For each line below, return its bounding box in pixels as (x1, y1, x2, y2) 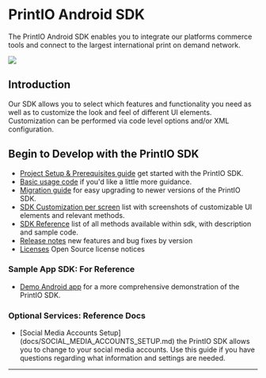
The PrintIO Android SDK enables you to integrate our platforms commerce (8, 32, 253, 41)
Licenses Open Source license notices (19, 244, 145, 254)
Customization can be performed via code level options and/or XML (8, 116, 230, 125)
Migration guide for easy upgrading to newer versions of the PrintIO (19, 185, 241, 195)
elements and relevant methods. (19, 210, 125, 220)
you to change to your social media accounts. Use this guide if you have (19, 345, 256, 354)
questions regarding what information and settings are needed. (19, 353, 226, 363)
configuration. (8, 124, 54, 134)
